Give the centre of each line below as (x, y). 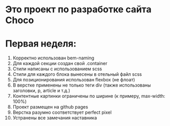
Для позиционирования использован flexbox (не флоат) (74, 80)
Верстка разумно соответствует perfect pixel (62, 112)
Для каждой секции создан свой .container (60, 64)
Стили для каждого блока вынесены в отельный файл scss (77, 74)
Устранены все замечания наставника (55, 118)
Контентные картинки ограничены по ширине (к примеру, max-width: (89, 96)
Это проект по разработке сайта (79, 9)
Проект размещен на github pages (50, 107)
